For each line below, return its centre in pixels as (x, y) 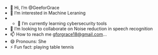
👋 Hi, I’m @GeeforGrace (35, 8)
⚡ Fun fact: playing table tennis (42, 47)
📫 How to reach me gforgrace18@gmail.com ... (58, 34)
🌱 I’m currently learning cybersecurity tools (62, 23)
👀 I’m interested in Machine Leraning (48, 13)
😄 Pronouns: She (28, 41)
